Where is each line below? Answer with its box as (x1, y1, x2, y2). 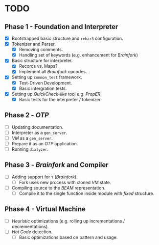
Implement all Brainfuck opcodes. (19, 69, 87, 75)
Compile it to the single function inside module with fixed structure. (19, 190, 155, 196)
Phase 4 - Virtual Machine (4, 205, 86, 214)
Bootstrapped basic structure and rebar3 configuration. (11, 35, 123, 41)
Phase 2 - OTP (4, 111, 49, 119)
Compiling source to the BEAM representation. (11, 185, 106, 191)
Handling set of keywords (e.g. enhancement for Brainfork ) (19, 52, 138, 58)
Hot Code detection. (11, 229, 53, 235)
